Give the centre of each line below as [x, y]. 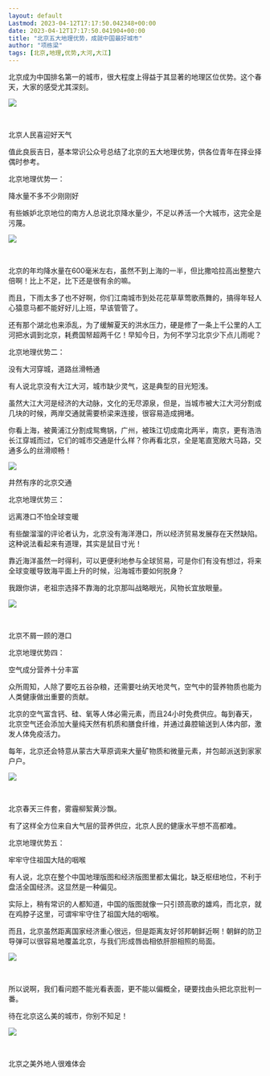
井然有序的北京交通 [40, 482]
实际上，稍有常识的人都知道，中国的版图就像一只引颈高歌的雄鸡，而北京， [131, 904]
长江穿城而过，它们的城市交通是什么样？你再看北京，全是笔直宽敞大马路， [131, 440]
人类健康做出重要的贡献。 [51, 697]
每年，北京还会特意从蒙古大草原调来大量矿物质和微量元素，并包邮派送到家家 [135, 751]
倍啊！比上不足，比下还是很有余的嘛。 [72, 281]
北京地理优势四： [37, 652]
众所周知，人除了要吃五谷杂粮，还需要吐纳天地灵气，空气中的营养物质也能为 [135, 687]
